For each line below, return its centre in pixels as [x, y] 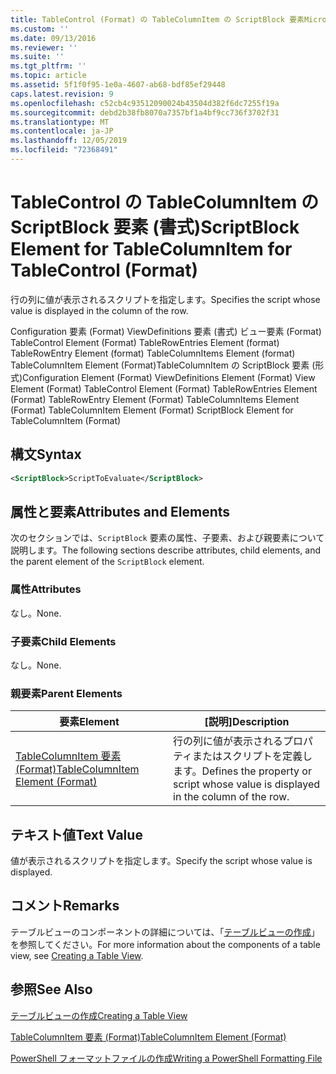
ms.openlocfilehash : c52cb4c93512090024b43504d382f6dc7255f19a [145, 103]
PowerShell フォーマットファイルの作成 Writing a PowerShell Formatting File [166, 1058]
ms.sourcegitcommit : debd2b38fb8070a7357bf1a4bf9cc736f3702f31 [145, 112]
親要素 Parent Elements [66, 693]
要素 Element [89, 722]
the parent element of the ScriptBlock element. [107, 562]
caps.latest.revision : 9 [62, 94]
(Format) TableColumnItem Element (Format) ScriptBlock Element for [152, 410]
